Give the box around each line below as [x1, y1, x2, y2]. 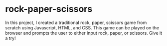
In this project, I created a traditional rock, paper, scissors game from [5, 20, 147, 25]
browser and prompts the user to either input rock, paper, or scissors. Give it [5, 30, 163, 36]
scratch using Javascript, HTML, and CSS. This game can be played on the [5, 24, 160, 30]
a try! [5, 35, 16, 41]
